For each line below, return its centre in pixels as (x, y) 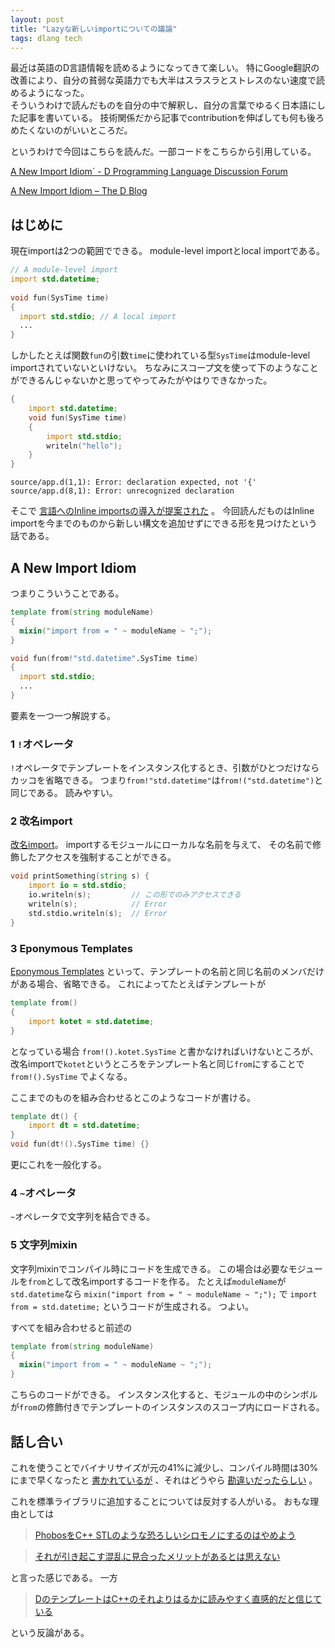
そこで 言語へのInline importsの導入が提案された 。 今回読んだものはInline (162, 511)
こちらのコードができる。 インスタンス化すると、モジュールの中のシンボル (164, 1395)
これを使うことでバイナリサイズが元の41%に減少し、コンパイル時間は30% (164, 1467)
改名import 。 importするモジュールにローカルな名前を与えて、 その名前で (161, 845)
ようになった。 (58, 93)
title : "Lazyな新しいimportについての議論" (94, 29)
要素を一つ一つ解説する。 (63, 715)
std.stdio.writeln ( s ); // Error (98, 913)
